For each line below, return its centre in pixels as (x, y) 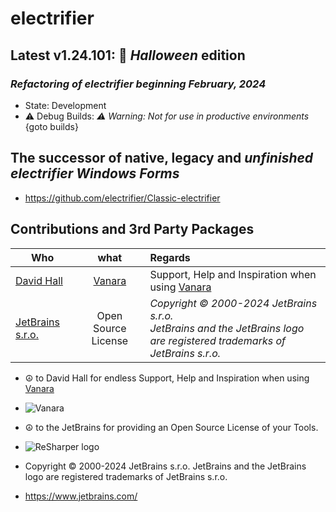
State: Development (65, 105)
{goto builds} (51, 126)
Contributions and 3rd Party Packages (132, 229)
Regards (170, 257)
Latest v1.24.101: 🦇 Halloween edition (128, 55)
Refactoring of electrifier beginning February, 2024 (138, 84)
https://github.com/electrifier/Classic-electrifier (122, 198)
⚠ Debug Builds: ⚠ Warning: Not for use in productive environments (167, 116)
